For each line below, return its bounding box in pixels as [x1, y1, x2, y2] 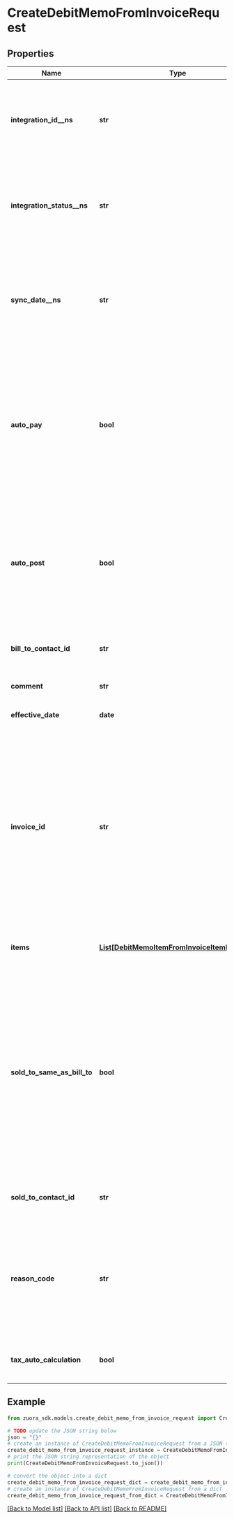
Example [7, 1396, 46, 1408]
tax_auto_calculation [10, 1355, 81, 1365]
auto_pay [10, 420, 42, 429]
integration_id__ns [10, 115, 73, 124]
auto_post [10, 558, 45, 568]
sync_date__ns [10, 295, 61, 305]
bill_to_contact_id [10, 644, 71, 653]
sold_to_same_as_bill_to [10, 1067, 93, 1077]
